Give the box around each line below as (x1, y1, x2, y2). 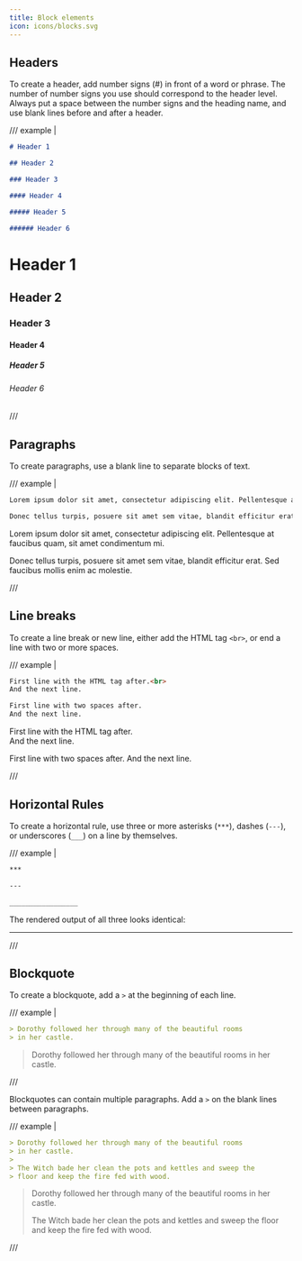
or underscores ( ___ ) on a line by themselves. (9, 830, 178, 841)
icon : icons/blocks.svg (9, 22, 99, 31)
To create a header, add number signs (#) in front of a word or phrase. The (9, 78, 286, 90)
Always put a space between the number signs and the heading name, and (9, 98, 287, 109)
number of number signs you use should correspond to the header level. (9, 88, 278, 99)
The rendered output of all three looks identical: (9, 914, 186, 925)
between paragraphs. (9, 1103, 89, 1114)
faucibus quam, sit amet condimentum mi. (9, 537, 164, 548)
